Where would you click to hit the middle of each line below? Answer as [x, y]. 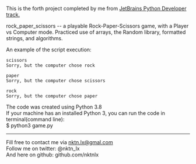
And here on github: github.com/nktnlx [52, 155]
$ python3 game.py [30, 125]
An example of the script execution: [49, 50]
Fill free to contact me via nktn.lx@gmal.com [60, 142]
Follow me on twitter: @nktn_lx [43, 149]
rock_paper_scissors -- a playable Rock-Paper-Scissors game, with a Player [97, 26]
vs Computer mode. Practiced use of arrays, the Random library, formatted [96, 32]
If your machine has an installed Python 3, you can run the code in [85, 113]
